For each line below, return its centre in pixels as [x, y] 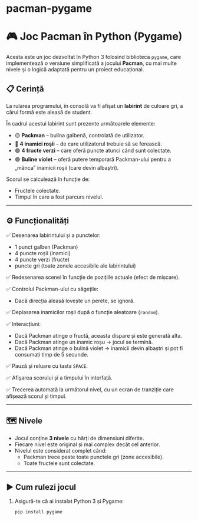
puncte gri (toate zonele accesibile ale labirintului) [75, 266]
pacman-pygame [49, 9]
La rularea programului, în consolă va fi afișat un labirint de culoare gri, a [95, 105]
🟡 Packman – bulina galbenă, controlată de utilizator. [79, 135]
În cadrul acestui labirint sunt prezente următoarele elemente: [81, 123]
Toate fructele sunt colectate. [59, 463]
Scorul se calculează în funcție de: [48, 179]
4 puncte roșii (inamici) [42, 253]
